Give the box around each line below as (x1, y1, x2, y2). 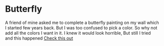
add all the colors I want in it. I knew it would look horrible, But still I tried (5, 30, 151, 36)
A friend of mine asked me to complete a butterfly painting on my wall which (5, 20, 159, 25)
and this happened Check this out (5, 35, 73, 41)
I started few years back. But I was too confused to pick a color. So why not (5, 24, 158, 30)
